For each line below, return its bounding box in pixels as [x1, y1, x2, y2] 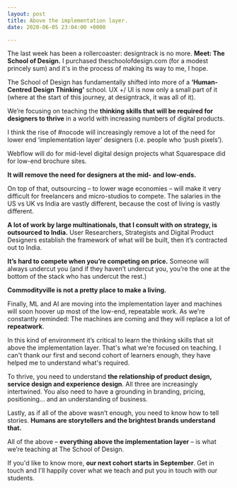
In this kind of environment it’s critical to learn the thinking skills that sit [7, 336, 214, 345]
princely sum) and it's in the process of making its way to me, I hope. [7, 65, 209, 73]
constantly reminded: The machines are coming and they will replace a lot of [7, 315, 231, 323]
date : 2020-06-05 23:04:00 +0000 [7, 23, 106, 30]
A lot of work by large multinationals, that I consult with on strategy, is [7, 221, 218, 229]
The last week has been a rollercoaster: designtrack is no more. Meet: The [7, 49, 225, 57]
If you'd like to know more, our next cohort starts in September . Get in [7, 459, 214, 467]
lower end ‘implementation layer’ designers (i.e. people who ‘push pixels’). [7, 135, 224, 144]
